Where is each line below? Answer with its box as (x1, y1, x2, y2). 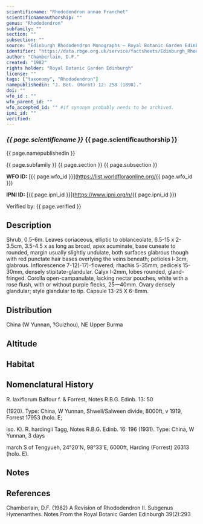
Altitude (6, 338, 37, 349)
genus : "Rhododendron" (6, 20, 63, 26)
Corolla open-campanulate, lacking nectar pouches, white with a (27, 274, 188, 282)
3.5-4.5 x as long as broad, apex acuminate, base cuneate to (24, 242, 176, 250)
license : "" (6, 71, 36, 77)
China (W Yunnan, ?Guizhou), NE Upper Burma (6, 321, 123, 328)
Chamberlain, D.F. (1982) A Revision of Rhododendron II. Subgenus (6, 504, 173, 511)
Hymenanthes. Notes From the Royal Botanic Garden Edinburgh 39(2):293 (6, 510, 192, 517)
